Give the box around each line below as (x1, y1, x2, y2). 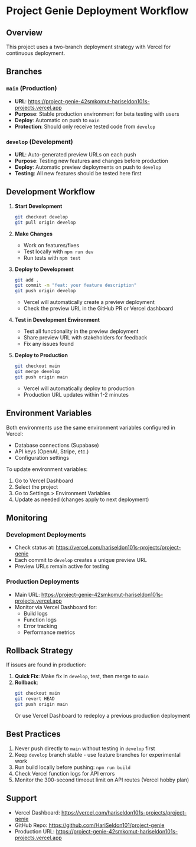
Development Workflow (6, 187, 96, 197)
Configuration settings (14, 454, 70, 461)
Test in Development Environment (14, 316, 100, 323)
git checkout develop (14, 214, 68, 220)
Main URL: (14, 591, 40, 598)
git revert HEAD (14, 696, 55, 702)
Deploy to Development (14, 266, 74, 273)
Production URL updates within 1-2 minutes (23, 391, 129, 398)
